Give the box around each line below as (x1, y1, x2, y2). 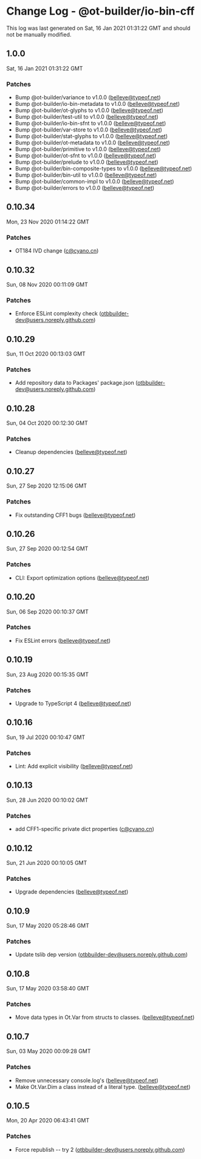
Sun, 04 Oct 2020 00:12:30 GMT (6, 419, 88, 427)
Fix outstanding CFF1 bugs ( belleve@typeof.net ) (15, 511, 136, 519)
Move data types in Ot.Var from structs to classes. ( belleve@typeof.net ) (15, 1014, 195, 1021)
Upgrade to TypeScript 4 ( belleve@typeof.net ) (15, 699, 132, 707)
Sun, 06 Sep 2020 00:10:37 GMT (6, 608, 89, 615)
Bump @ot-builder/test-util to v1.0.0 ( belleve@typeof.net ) (15, 113, 159, 121)
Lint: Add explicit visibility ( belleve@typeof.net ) (15, 763, 134, 770)
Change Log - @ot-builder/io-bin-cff (6, 4, 195, 18)
